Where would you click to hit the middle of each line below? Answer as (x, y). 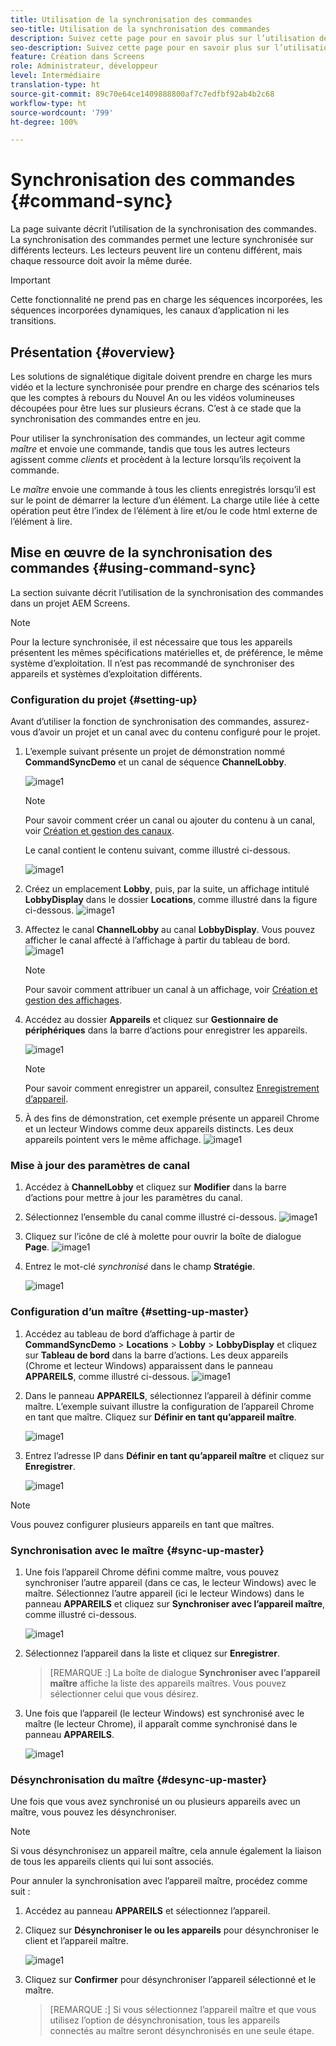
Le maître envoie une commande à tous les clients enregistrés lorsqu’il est (163, 489)
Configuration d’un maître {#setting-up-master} (130, 1312)
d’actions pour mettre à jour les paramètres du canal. (133, 1198)
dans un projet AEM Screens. (70, 603)
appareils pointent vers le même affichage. (113, 1140)
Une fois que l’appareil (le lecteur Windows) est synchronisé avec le (164, 1713)
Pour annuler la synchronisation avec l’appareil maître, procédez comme (159, 1881)
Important (30, 280)
